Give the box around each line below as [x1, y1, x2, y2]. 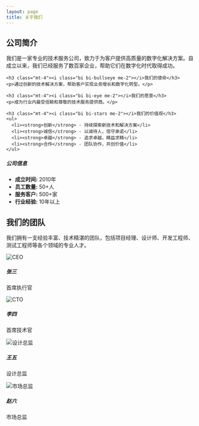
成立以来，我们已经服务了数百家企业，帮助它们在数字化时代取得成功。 [6, 62, 178, 69]
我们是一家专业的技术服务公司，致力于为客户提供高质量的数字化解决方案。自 [6, 55, 194, 62]
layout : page [6, 8, 39, 15]
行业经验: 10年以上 [14, 198, 61, 205]
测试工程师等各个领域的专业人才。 [6, 242, 90, 249]
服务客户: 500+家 [14, 191, 58, 198]
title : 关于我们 [6, 14, 43, 20]
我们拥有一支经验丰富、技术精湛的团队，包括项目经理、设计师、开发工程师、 [6, 234, 194, 242]
